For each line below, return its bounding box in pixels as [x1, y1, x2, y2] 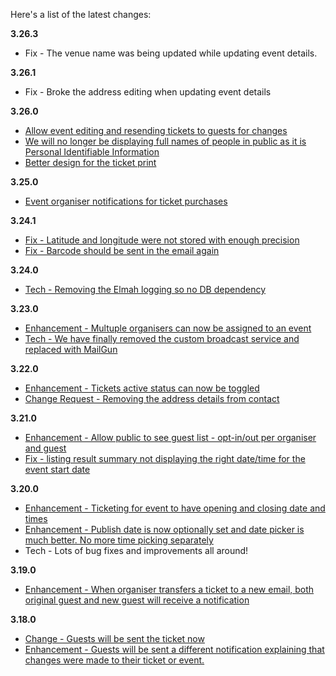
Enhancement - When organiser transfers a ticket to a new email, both [24, 584, 315, 595]
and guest [24, 442, 67, 454]
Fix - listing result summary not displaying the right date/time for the [24, 453, 306, 464]
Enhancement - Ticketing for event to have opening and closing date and [24, 502, 326, 514]
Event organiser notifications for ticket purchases [24, 195, 228, 207]
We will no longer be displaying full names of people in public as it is [24, 135, 307, 147]
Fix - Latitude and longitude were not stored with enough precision [24, 234, 300, 246]
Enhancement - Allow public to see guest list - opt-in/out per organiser [24, 432, 317, 443]
